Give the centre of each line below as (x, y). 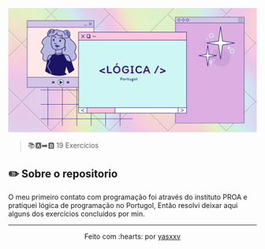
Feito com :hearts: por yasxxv (132, 236)
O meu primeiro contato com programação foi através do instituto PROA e (128, 197)
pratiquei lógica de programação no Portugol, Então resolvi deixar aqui (123, 205)
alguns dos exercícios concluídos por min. (77, 214)
